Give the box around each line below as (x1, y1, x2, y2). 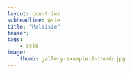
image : (7, 49, 26, 56)
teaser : (7, 29, 30, 37)
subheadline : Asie (7, 17, 60, 24)
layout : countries (7, 10, 60, 17)
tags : (7, 36, 23, 43)
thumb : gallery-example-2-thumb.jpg (19, 56, 126, 63)
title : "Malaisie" (7, 23, 60, 30)
